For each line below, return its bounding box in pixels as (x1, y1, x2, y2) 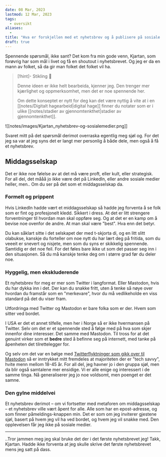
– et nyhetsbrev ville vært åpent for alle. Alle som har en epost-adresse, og (5, 406, 157, 412)
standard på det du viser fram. (5, 296, 67, 302)
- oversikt (9, 21, 32, 26)
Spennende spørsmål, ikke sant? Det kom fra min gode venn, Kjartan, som (5, 53, 156, 59)
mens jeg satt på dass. (5, 447, 51, 453)
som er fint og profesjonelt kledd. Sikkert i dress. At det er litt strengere (5, 210, 150, 216)
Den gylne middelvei (5, 390, 56, 397)
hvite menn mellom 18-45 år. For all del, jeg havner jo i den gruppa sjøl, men (5, 361, 160, 367)
